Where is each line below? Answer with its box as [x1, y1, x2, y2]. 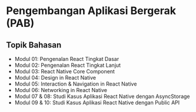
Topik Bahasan [6, 40, 62, 50]
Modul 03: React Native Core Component [14, 68, 115, 74]
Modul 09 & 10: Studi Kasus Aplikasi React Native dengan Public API [14, 99, 180, 106]
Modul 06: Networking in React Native [14, 87, 108, 93]
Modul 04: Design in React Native [14, 74, 96, 81]
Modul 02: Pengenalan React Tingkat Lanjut [14, 62, 121, 69]
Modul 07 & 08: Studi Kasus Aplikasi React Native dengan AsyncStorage [14, 93, 190, 100]
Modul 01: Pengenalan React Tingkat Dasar [14, 56, 119, 62]
